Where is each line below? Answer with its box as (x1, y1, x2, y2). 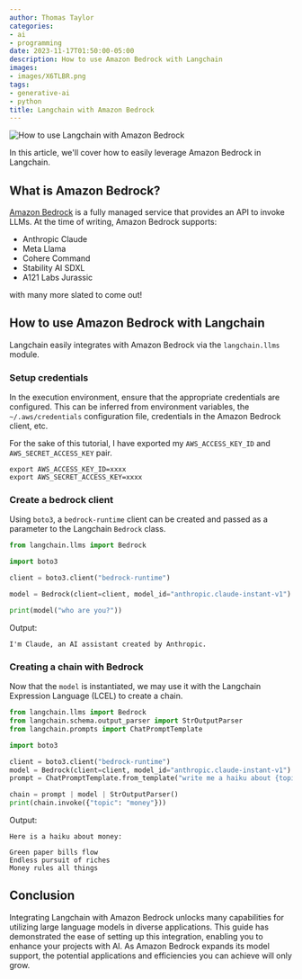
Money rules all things (9, 864, 99, 873)
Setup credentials (9, 371, 89, 383)
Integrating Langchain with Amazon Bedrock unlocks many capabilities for (9, 912, 285, 922)
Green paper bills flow (9, 848, 99, 858)
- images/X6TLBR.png (9, 72, 87, 81)
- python (9, 96, 42, 106)
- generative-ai (9, 88, 70, 97)
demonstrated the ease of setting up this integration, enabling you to (9, 930, 263, 941)
